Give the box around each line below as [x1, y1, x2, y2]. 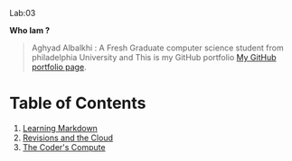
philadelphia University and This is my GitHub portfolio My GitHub [31, 52, 278, 62]
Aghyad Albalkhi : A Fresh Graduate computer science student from [31, 42, 284, 53]
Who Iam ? [9, 25, 51, 35]
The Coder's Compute [22, 141, 106, 152]
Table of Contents [9, 94, 146, 113]
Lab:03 [9, 8, 36, 18]
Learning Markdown [22, 122, 98, 133]
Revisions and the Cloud [22, 132, 113, 143]
